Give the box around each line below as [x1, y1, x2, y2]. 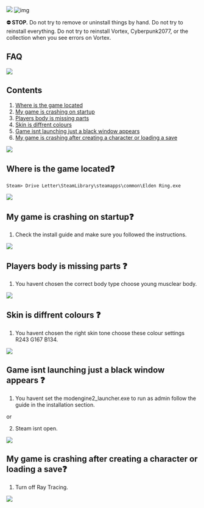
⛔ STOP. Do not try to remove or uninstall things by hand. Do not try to [6, 19, 184, 26]
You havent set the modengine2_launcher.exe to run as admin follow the [15, 394, 197, 402]
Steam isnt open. [15, 424, 58, 432]
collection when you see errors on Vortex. [6, 34, 111, 41]
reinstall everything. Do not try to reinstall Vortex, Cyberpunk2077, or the [6, 27, 189, 35]
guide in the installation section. [15, 401, 96, 408]
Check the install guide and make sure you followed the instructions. [15, 231, 187, 238]
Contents [6, 85, 43, 96]
